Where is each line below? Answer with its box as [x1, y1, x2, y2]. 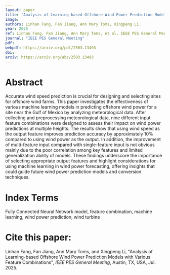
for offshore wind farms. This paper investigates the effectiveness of [5, 98, 148, 105]
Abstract [5, 77, 43, 88]
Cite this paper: [5, 232, 72, 244]
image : [5, 17, 19, 22]
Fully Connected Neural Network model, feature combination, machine [5, 209, 153, 215]
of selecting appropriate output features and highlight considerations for [5, 158, 156, 164]
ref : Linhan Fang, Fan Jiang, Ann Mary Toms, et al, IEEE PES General [5, 31, 157, 36]
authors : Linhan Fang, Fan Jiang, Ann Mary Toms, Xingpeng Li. [5, 21, 142, 27]
